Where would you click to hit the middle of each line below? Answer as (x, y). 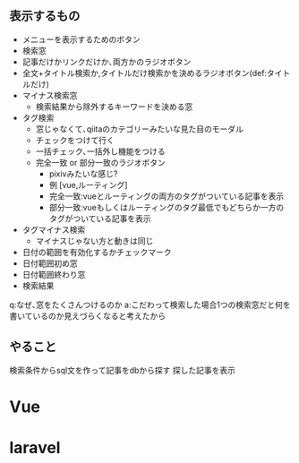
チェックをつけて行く (75, 140)
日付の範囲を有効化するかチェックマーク (97, 252)
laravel (35, 448)
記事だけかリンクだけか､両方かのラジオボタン (107, 62)
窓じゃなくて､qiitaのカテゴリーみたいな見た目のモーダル (140, 129)
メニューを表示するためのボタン (81, 39)
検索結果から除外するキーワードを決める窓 (114, 107)
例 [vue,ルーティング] (88, 184)
